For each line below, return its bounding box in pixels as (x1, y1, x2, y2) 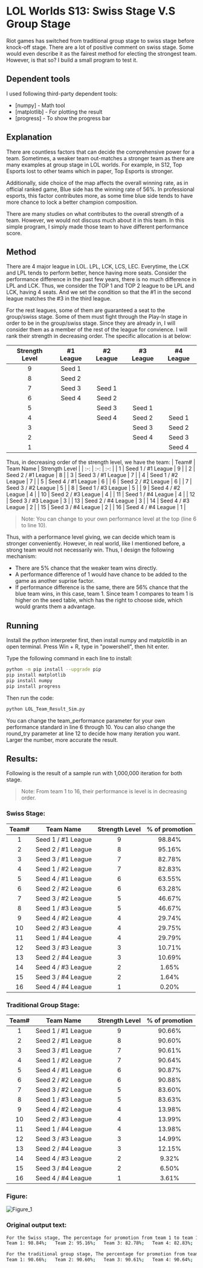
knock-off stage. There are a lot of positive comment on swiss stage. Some (6, 44, 194, 51)
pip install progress (6, 683, 61, 689)
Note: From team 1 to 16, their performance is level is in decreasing (21, 788, 187, 795)
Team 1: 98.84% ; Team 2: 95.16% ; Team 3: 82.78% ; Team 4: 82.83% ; (6, 1240, 193, 1246)
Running (6, 620, 39, 631)
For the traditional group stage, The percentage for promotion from (6, 1251, 185, 1257)
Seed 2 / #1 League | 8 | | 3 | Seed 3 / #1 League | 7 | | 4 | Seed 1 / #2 (6, 472, 178, 479)
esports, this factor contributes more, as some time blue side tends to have (6, 192, 193, 199)
